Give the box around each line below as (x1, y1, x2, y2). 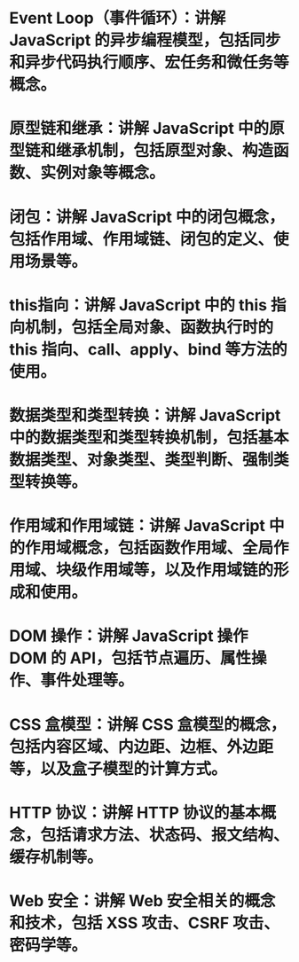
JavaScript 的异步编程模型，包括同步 (9, 30, 281, 51)
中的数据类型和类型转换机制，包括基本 (9, 427, 290, 448)
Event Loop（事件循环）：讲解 (9, 8, 226, 28)
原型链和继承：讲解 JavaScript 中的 (9, 119, 270, 138)
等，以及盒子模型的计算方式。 (9, 759, 228, 778)
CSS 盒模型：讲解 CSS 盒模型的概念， (9, 715, 287, 734)
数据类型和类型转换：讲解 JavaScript (9, 405, 281, 426)
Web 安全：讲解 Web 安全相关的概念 (9, 890, 276, 911)
